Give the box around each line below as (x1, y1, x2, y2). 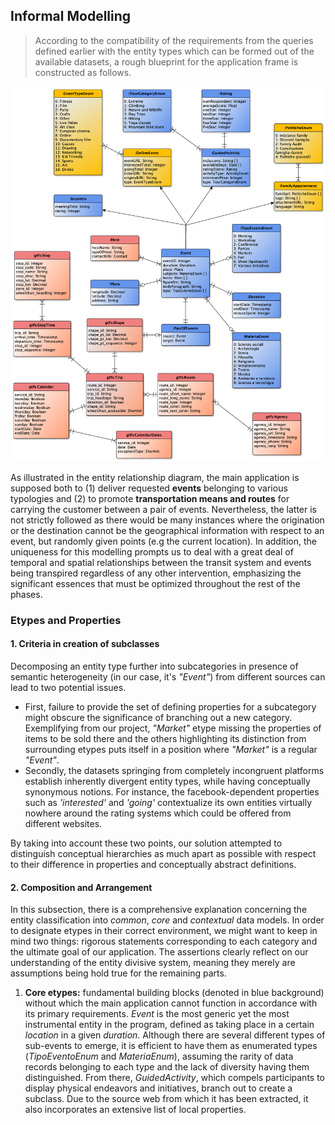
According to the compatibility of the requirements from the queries (34, 34, 314, 46)
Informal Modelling (10, 8, 132, 25)
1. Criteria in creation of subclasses (10, 638, 160, 650)
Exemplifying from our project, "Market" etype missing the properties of (24, 722, 322, 734)
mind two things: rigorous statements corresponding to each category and (10, 935, 318, 948)
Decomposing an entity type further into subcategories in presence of (10, 660, 299, 673)
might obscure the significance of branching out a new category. (24, 712, 293, 724)
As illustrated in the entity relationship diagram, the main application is (10, 471, 300, 483)
